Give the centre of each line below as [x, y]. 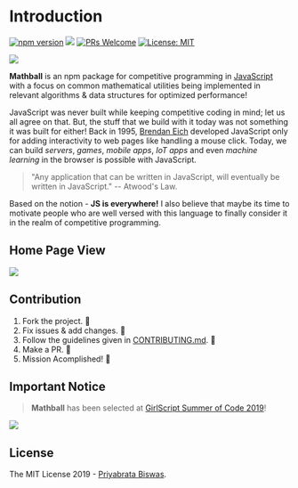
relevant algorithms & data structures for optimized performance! [128, 94]
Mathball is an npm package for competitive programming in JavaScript [141, 76]
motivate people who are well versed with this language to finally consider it [148, 213]
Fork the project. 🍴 [56, 321]
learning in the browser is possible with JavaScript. [103, 159]
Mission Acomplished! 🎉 [66, 359]
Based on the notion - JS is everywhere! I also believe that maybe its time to [149, 203]
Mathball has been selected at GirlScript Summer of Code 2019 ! [149, 408]
